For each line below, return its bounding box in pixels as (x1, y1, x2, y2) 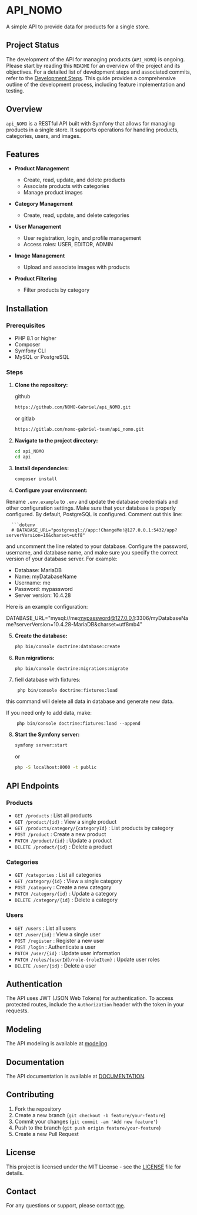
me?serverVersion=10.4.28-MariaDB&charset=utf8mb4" (6, 620, 143, 628)
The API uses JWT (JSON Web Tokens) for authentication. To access (6, 995, 173, 1002)
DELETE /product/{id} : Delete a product (14, 843, 113, 850)
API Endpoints (6, 781, 59, 791)
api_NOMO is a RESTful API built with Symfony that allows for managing (6, 120, 175, 127)
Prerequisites (6, 321, 45, 329)
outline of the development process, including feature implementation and (6, 81, 185, 88)
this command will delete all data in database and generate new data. (6, 698, 174, 705)
